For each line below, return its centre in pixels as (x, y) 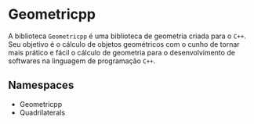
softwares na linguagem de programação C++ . (82, 61)
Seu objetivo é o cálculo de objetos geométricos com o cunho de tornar (124, 44)
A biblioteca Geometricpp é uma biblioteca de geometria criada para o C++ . (127, 36)
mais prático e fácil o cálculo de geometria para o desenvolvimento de (122, 52)
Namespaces (41, 85)
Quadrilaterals (42, 112)
